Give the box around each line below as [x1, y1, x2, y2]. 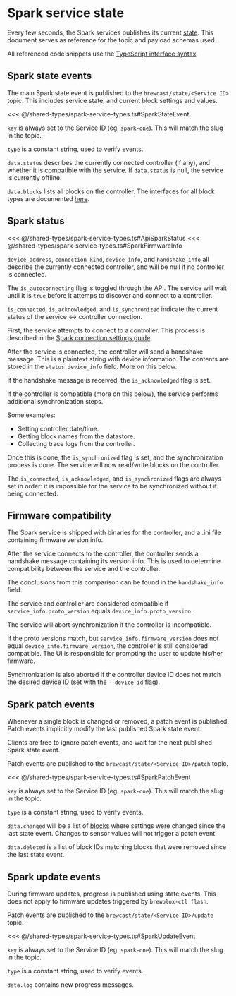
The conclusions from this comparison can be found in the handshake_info [7, 578, 223, 587]
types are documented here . [7, 194, 90, 203]
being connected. [7, 489, 58, 498]
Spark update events [7, 870, 101, 883]
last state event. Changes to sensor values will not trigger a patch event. [7, 829, 217, 838]
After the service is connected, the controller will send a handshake [7, 347, 204, 356]
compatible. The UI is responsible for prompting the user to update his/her [7, 649, 223, 658]
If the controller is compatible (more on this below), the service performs [7, 390, 218, 398]
